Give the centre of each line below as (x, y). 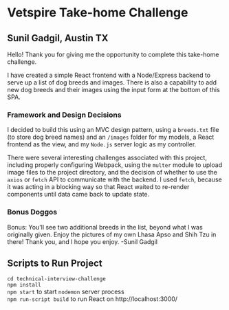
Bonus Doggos (32, 212)
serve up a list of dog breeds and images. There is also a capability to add (112, 82)
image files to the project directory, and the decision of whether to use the (112, 173)
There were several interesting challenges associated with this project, (107, 158)
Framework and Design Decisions (64, 115)
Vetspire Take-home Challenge (98, 13)
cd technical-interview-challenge (57, 279)
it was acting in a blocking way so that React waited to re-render (98, 187)
